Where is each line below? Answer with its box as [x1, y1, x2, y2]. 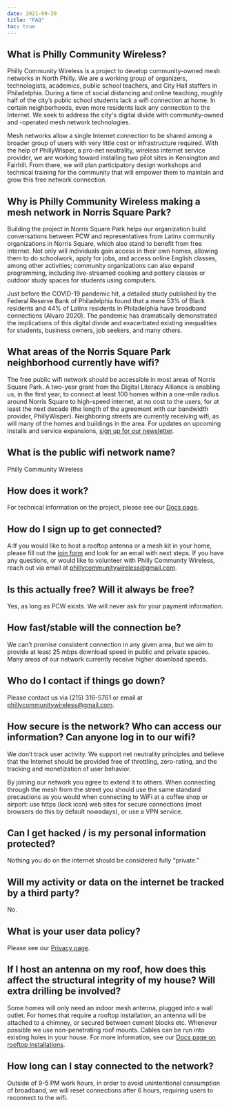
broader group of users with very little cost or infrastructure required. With [7, 139, 219, 147]
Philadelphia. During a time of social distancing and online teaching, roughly [7, 89, 223, 97]
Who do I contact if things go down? [7, 675, 165, 687]
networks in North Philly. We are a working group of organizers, [7, 74, 188, 83]
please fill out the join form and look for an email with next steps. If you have [7, 549, 224, 557]
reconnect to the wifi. [7, 1093, 68, 1101]
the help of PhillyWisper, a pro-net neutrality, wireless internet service [7, 146, 205, 155]
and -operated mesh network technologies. [7, 118, 131, 126]
